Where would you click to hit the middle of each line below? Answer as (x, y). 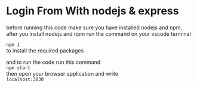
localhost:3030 (25, 79)
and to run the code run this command (53, 62)
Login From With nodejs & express (93, 11)
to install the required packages (45, 50)
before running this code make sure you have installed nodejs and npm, (94, 27)
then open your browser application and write (62, 73)
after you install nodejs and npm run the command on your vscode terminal (98, 33)
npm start (19, 68)
